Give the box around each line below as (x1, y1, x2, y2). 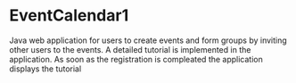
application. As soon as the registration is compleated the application (9, 54, 263, 64)
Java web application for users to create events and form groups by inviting (9, 35, 287, 46)
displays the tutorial (9, 63, 82, 74)
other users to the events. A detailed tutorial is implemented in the (9, 44, 251, 54)
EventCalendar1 (9, 5, 129, 26)
